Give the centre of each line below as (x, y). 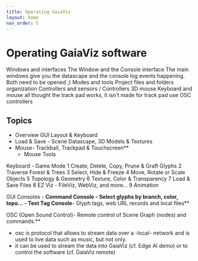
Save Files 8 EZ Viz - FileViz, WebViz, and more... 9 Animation (82, 185)
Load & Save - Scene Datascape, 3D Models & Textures (84, 142)
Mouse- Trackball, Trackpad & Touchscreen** (72, 148)
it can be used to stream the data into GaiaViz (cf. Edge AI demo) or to (101, 246)
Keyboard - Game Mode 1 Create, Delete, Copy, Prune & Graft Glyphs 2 (94, 166)
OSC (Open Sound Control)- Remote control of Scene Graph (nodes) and (97, 215)
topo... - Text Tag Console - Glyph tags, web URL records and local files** (98, 203)
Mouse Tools (40, 154)
